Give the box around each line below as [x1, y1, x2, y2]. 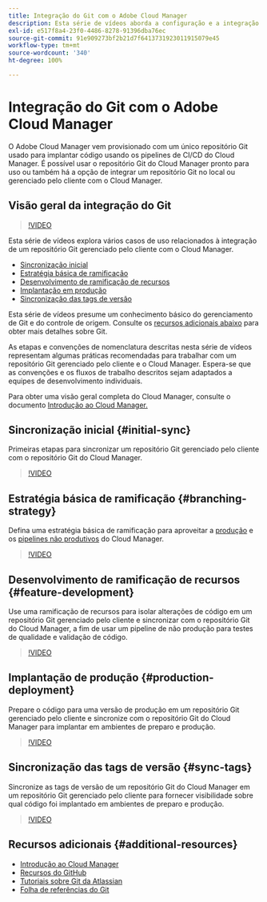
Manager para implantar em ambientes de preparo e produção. [8, 722, 216, 731]
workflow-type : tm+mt [8, 42, 81, 50]
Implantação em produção [19, 285, 107, 295]
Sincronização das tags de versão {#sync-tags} [8, 761, 253, 775]
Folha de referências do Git [19, 884, 110, 894]
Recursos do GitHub [19, 868, 86, 877]
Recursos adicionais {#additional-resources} [8, 838, 238, 851]
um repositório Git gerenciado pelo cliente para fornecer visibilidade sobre [8, 791, 253, 800]
